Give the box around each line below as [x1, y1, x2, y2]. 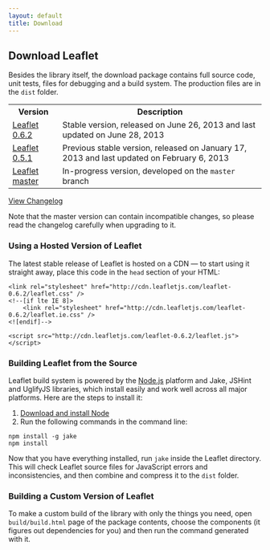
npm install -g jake [8, 432, 78, 440]
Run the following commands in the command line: [19, 417, 188, 426]
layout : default [8, 11, 63, 20]
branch [62, 176, 90, 187]
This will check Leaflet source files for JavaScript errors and [8, 462, 208, 471]
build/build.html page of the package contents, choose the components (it [8, 517, 261, 527]
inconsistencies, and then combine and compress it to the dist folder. [8, 471, 239, 480]
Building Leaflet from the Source [8, 357, 138, 369]
